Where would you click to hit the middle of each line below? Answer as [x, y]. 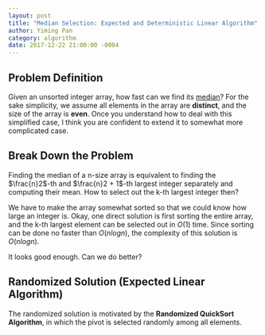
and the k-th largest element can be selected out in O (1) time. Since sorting [131, 224]
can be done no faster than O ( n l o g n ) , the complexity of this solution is [123, 233]
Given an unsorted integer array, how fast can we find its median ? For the [129, 97]
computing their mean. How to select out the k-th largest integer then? [123, 191]
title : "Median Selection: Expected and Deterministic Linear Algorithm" [133, 23]
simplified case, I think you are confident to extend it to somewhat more [126, 122]
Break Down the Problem [71, 156]
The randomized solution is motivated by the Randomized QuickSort [121, 313]
